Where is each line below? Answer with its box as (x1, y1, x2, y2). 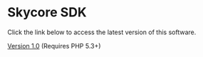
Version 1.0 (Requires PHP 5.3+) (7, 41, 101, 50)
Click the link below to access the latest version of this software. (7, 28, 197, 36)
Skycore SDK (7, 4, 87, 21)
